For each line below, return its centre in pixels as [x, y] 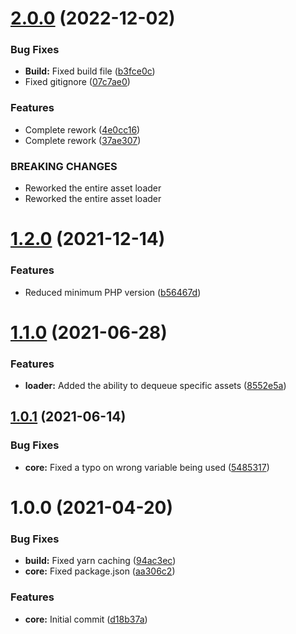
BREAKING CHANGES [64, 166]
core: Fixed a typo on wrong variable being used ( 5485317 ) [147, 467]
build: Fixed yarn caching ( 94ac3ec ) [100, 561]
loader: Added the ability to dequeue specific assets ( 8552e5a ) [155, 386]
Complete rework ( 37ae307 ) [83, 140]
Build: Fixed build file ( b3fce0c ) [90, 71]
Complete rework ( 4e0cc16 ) [82, 129]
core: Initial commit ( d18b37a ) [86, 619]
